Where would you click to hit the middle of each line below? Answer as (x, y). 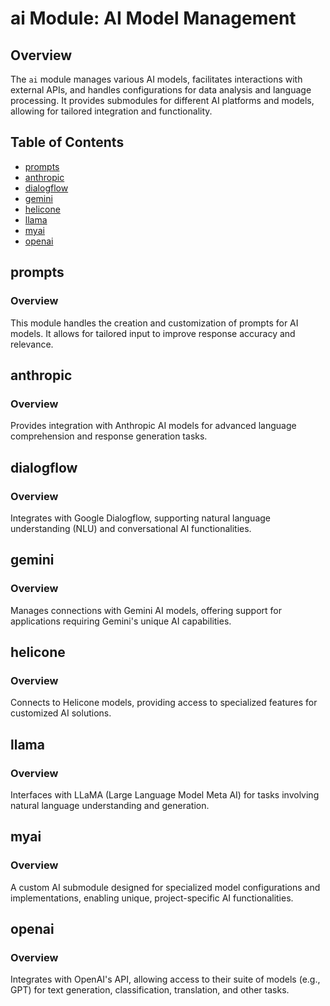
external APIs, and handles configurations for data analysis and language (161, 90)
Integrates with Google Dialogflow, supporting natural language (140, 518)
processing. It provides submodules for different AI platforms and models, (162, 100)
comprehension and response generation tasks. (109, 436)
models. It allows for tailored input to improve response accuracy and (153, 333)
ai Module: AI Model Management (153, 18)
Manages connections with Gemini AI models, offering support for (146, 610)
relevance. (32, 344)
